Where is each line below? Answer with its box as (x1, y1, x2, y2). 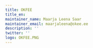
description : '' (5, 26, 39, 31)
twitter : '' (5, 30, 30, 35)
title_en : (5, 12, 26, 17)
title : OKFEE (5, 7, 32, 12)
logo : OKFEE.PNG (5, 35, 39, 40)
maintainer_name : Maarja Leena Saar (5, 16, 81, 21)
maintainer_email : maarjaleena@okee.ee (5, 21, 88, 26)
